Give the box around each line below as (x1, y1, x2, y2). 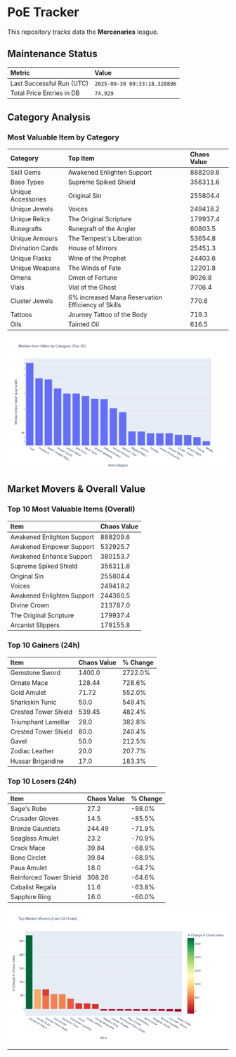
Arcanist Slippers (10, 621, 60, 629)
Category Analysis (7, 111, 91, 123)
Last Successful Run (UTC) (10, 79, 89, 87)
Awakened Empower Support (10, 542, 95, 550)
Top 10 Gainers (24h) (7, 641, 81, 650)
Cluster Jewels (10, 297, 53, 305)
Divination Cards (10, 244, 58, 252)
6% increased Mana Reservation (67, 293, 163, 302)
